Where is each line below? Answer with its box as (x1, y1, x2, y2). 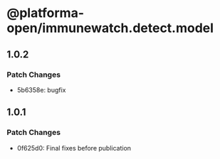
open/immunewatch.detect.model (6, 20, 214, 36)
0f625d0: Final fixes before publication (16, 143, 132, 152)
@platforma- (6, 5, 85, 21)
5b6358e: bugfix (16, 85, 66, 94)
